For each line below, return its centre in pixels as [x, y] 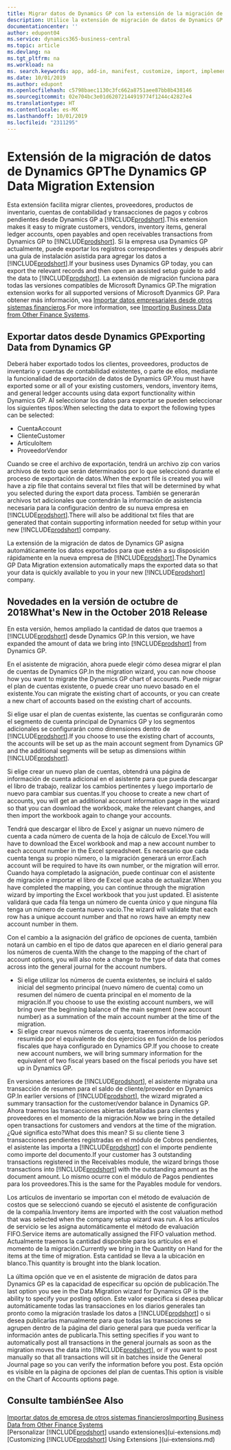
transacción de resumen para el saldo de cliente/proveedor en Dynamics [110, 1089]
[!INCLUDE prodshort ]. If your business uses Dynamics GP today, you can [110, 263]
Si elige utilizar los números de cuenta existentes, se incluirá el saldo [114, 980]
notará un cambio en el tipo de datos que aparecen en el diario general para [115, 945]
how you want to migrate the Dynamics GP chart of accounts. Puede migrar [114, 679]
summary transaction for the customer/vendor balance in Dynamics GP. [109, 1103]
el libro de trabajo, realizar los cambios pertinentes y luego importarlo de [110, 786]
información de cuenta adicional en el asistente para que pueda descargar [112, 779]
